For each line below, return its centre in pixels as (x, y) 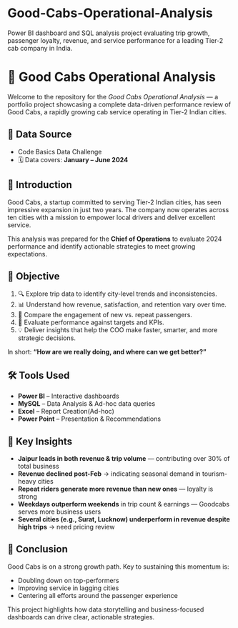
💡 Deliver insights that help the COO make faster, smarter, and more (118, 330)
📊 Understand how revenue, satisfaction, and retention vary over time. (122, 304)
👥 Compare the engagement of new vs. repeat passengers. (105, 315)
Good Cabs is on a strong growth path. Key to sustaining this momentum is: (119, 567)
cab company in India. (40, 48)
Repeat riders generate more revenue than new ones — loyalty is (115, 489)
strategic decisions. (47, 338)
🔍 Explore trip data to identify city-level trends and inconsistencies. (117, 294)
